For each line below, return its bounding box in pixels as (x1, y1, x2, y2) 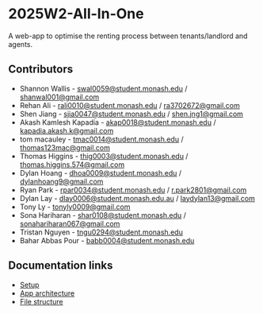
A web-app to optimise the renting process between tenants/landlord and (8, 31, 248, 41)
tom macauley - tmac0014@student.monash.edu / (19, 134, 184, 144)
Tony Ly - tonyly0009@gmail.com (19, 202, 131, 211)
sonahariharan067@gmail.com (19, 219, 120, 228)
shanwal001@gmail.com (19, 92, 100, 102)
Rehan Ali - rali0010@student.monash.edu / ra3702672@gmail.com (19, 100, 240, 110)
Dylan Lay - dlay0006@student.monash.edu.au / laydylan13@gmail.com (19, 193, 255, 203)
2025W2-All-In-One (8, 5, 144, 23)
